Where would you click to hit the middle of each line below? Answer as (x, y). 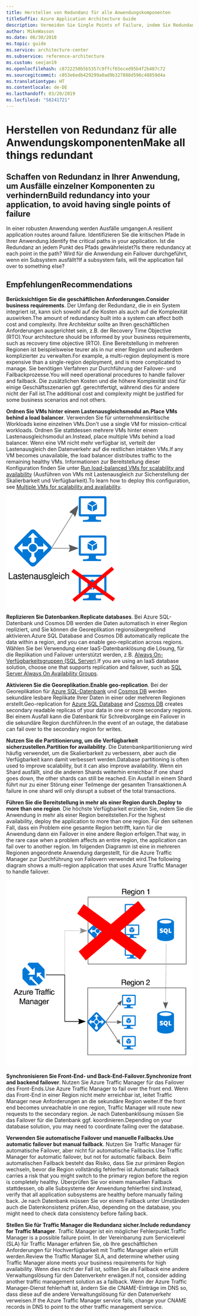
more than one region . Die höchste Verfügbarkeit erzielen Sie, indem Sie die (99, 808)
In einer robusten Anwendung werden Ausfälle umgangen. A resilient (89, 228)
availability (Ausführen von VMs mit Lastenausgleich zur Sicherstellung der (98, 474)
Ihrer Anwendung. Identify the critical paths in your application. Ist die (90, 241)
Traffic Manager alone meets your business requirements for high (86, 1263)
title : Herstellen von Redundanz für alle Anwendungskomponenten (88, 12)
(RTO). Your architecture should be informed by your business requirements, (99, 337)
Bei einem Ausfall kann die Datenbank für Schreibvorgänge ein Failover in (96, 716)
